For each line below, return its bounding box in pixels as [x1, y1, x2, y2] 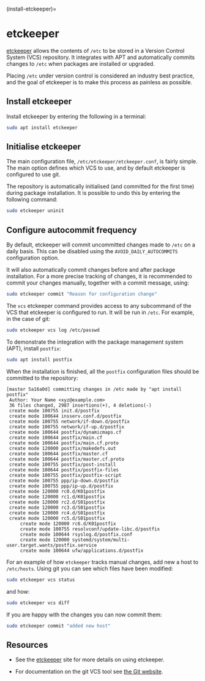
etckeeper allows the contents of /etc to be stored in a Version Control [6, 47, 185, 54]
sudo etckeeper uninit [6, 208, 64, 214]
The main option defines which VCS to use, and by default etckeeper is [6, 164, 185, 171]
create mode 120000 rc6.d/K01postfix [20, 521, 116, 527]
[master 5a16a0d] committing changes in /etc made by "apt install [6, 386, 182, 392]
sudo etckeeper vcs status [6, 577, 75, 583]
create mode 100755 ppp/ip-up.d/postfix [9, 482, 114, 489]
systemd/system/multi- [72, 537, 130, 543]
